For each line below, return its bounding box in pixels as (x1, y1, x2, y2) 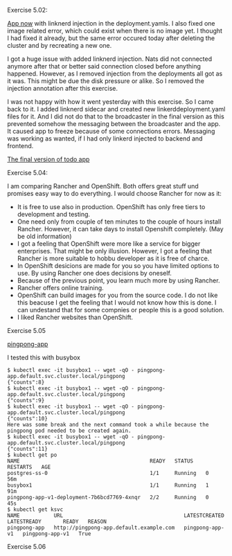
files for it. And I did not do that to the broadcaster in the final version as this (7, 112, 225, 120)
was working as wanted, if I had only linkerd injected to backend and (7, 134, 203, 143)
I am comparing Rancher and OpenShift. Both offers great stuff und (7, 182, 199, 190)
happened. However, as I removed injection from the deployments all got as (7, 69, 223, 78)
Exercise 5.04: (7, 169, 48, 177)
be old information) (17, 232, 72, 240)
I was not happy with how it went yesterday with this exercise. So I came (7, 98, 214, 106)
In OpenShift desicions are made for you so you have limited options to (17, 262, 220, 269)
